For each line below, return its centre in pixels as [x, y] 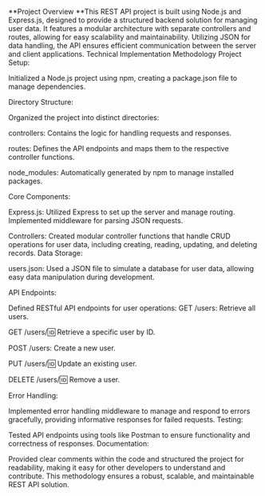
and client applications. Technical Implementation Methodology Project [125, 54]
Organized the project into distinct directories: [84, 118]
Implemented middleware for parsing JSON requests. [96, 220]
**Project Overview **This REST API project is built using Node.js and [125, 12]
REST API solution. [39, 484]
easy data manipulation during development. [82, 277]
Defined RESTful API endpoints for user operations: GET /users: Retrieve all [132, 308]
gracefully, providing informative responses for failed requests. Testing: [126, 420]
